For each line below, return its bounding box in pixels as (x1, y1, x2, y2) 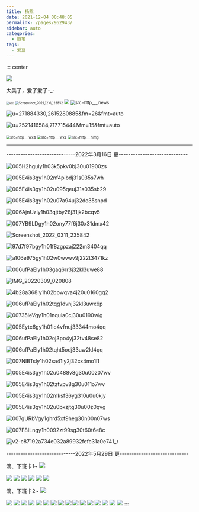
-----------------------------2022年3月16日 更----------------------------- (6, 150, 188, 157)
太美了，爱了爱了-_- (6, 86, 55, 94)
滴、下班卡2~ (6, 487, 39, 494)
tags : (6, 42, 20, 48)
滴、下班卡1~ (6, 462, 38, 469)
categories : (6, 31, 36, 37)
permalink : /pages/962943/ (6, 20, 73, 25)
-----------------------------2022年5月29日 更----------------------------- (6, 450, 189, 457)
